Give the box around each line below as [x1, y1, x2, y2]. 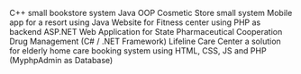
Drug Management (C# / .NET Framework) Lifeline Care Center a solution [9, 36, 281, 46]
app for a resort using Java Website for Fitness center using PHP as [9, 17, 261, 28]
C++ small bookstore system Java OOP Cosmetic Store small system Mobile [9, 8, 293, 18]
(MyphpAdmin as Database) [9, 55, 114, 65]
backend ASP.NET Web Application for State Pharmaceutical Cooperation [9, 27, 283, 37]
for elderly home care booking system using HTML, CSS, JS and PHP [9, 45, 268, 56]
